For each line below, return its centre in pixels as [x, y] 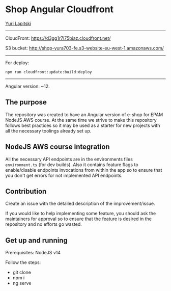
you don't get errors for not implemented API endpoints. [64, 175]
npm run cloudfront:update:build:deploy [49, 72]
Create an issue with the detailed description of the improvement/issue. [80, 204]
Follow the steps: [23, 262]
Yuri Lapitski [18, 23]
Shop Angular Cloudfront [59, 9]
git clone [22, 272]
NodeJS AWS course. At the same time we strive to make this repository [81, 120]
